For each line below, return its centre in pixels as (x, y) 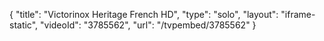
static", (24, 25)
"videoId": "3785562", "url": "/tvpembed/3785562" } (148, 25)
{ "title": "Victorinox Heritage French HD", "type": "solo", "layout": (144, 14)
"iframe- (298, 14)
